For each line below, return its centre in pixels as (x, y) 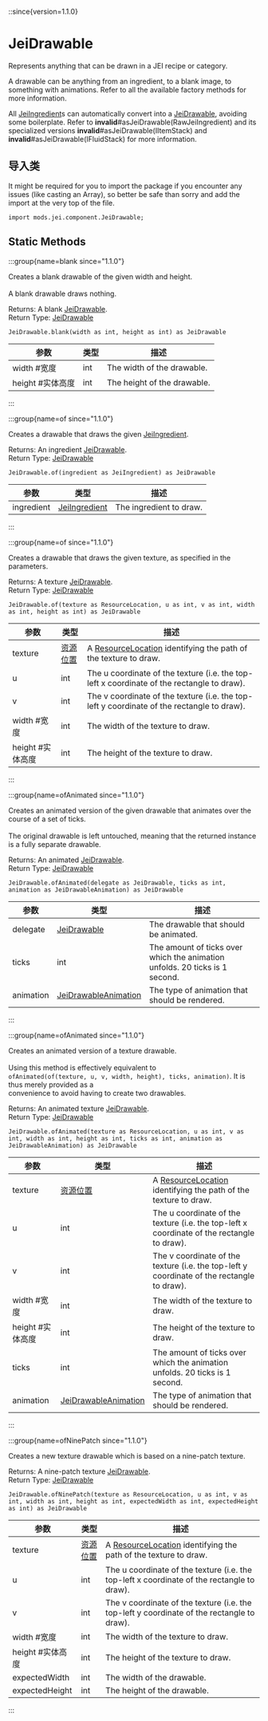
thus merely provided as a (51, 1085)
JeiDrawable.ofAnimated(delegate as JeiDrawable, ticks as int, (117, 883)
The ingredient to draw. (159, 507)
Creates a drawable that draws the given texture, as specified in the (120, 557)
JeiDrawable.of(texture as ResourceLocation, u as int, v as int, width (132, 605)
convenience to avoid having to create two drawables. (97, 1093)
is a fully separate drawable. (55, 844)
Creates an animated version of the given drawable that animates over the (130, 810)
